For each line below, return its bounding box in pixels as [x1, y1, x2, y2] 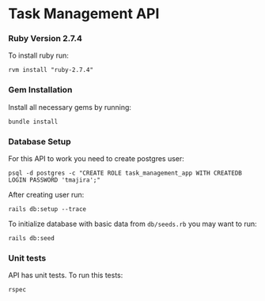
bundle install [8, 118, 59, 126]
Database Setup [8, 136, 71, 147]
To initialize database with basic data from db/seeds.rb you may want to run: [8, 219, 257, 229]
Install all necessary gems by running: [8, 102, 132, 111]
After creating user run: [8, 190, 85, 200]
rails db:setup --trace [8, 205, 87, 213]
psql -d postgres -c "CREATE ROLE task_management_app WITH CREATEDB [8, 169, 243, 178]
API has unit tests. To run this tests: [8, 270, 123, 280]
